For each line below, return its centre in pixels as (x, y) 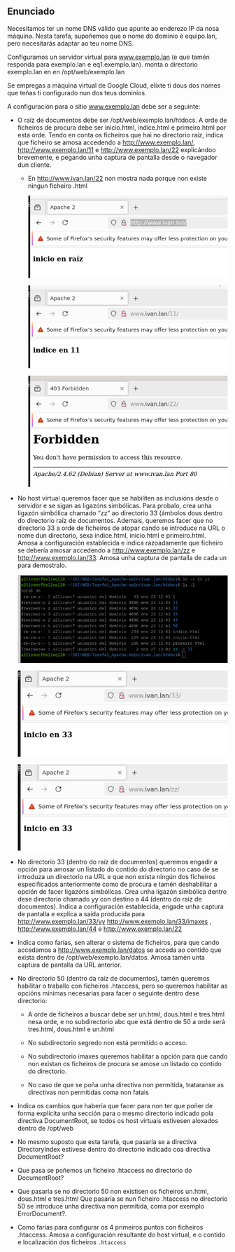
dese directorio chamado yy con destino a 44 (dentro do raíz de (109, 899)
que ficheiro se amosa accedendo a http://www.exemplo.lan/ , (106, 142)
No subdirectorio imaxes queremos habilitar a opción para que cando (128, 1056)
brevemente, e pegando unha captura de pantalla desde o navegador (117, 157)
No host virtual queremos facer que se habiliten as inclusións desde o (118, 498)
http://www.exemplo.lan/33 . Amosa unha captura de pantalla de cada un (122, 557)
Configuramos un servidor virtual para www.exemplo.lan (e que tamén (108, 57)
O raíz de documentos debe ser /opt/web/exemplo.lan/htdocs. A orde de (122, 120)
